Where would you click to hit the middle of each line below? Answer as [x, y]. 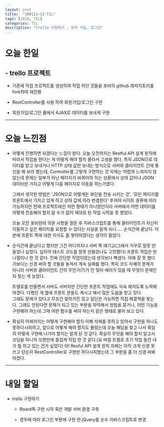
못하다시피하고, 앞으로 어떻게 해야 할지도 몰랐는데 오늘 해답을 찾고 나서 [79, 328]
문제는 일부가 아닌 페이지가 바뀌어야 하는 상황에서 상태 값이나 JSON [90, 178]
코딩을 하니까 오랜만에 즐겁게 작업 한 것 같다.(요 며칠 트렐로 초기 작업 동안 [82, 340]
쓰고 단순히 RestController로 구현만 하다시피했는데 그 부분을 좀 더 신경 [79, 352]
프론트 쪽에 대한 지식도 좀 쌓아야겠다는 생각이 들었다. [72, 235]
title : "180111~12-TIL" [30, 14]
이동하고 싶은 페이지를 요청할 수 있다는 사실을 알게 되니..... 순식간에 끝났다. [83, 229]
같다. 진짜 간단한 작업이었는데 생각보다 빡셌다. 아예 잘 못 [93, 258]
